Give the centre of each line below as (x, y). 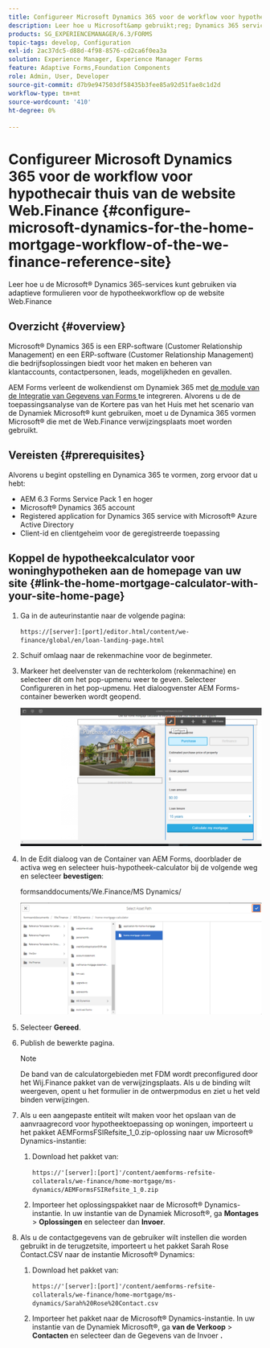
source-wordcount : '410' (50, 102)
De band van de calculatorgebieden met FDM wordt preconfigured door (139, 1074)
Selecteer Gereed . (51, 1027)
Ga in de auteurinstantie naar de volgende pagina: (103, 615)
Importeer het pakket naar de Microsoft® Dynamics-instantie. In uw (143, 1318)
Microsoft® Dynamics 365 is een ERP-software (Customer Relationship (125, 346)
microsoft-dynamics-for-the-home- (131, 228)
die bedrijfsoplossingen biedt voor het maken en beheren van (110, 363)
